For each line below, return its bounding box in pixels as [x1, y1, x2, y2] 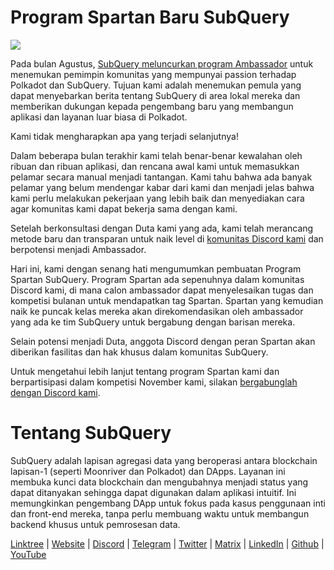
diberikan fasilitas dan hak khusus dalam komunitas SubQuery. [10, 346, 269, 358]
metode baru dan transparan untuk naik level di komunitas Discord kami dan [10, 232, 324, 245]
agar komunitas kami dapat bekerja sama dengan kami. [10, 202, 238, 215]
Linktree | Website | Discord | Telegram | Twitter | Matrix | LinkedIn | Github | [10, 537, 325, 550]
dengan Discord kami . [10, 386, 101, 398]
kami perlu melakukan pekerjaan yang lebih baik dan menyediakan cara [10, 192, 305, 204]
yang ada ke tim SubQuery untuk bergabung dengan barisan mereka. [10, 316, 296, 328]
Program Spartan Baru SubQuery [10, 6, 290, 29]
